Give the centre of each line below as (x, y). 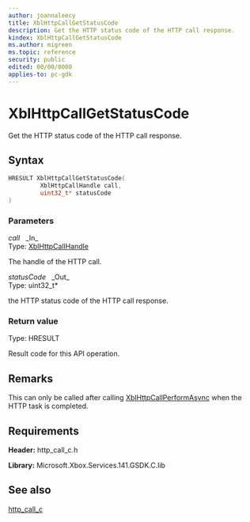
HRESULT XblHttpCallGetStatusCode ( (67, 179)
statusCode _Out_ (39, 277)
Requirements (44, 431)
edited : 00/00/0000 (40, 67)
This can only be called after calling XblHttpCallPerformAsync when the (125, 398)
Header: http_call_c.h (43, 450)
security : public (37, 60)
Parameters (31, 221)
